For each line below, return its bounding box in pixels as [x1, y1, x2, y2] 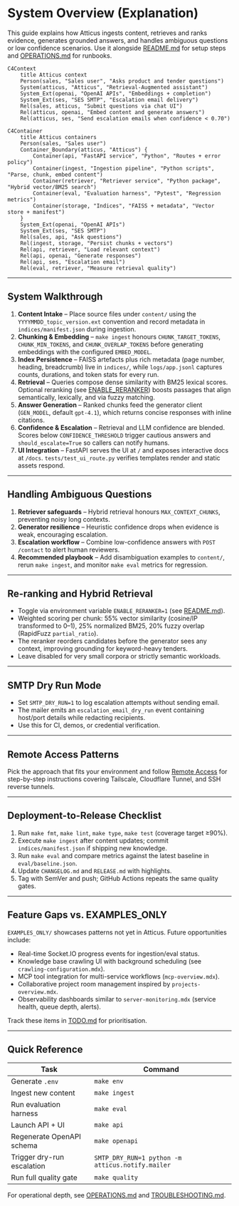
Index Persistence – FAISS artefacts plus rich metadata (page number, [17, 355, 225, 364]
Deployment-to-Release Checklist [7, 810, 162, 822]
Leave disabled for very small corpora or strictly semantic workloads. [17, 652, 221, 661]
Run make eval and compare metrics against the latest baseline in [17, 851, 210, 860]
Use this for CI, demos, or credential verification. [17, 721, 161, 730]
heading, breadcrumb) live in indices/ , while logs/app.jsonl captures [17, 362, 223, 371]
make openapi [94, 1137, 139, 1145]
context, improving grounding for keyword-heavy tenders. [17, 644, 188, 653]
